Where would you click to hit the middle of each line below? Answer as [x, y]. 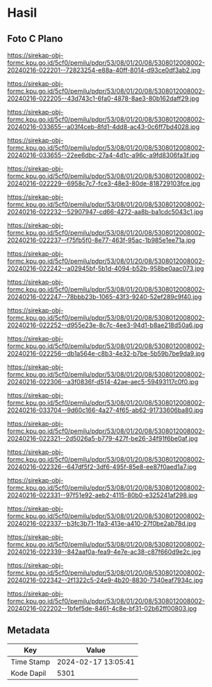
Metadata [28, 630]
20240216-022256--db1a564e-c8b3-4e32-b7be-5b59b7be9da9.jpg [106, 353]
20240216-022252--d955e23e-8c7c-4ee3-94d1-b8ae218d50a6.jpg [105, 325]
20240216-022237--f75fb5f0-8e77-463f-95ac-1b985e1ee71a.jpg [101, 240]
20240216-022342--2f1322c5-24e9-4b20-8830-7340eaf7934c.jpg [105, 580]
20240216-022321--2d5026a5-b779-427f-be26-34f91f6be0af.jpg [103, 438]
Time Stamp [31, 662]
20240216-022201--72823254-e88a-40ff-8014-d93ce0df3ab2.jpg [104, 70]
